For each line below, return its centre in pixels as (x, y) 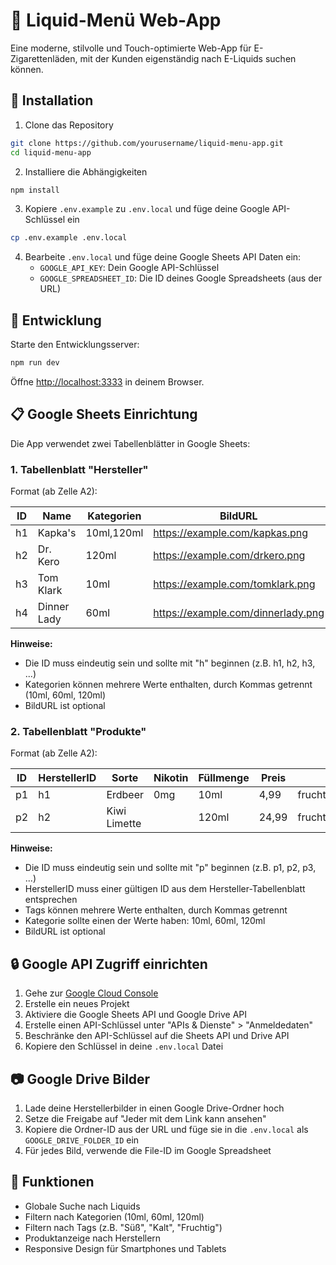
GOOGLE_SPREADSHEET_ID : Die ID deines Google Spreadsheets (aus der (181, 278)
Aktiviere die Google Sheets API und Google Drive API (136, 1015)
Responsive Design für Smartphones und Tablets (125, 1248)
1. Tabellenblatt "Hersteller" (79, 469)
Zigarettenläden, (44, 58)
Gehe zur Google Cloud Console (91, 993)
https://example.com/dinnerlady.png (239, 613)
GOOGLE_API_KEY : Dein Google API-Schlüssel (129, 268)
